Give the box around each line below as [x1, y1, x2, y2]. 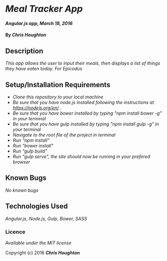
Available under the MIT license [5, 240, 72, 246]
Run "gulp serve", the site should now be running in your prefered [12, 153, 150, 160]
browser [12, 159, 31, 165]
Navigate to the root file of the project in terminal [12, 132, 116, 138]
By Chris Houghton [5, 32, 47, 38]
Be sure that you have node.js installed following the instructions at [12, 99, 154, 105]
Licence [5, 228, 25, 235]
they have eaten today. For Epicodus [5, 66, 82, 72]
